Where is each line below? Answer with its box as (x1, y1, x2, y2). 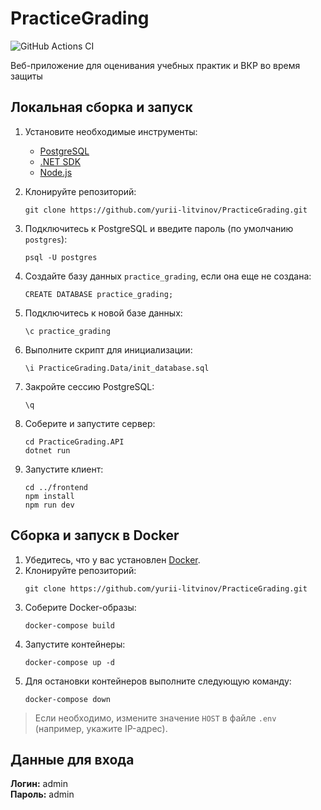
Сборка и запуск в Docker (10, 527, 180, 544)
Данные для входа (10, 751, 135, 768)
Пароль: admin (10, 788, 75, 801)
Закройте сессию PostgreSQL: (24, 380, 155, 392)
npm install (24, 491, 75, 501)
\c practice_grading (24, 326, 111, 336)
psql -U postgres (24, 252, 98, 262)
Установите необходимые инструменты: (24, 125, 198, 137)
